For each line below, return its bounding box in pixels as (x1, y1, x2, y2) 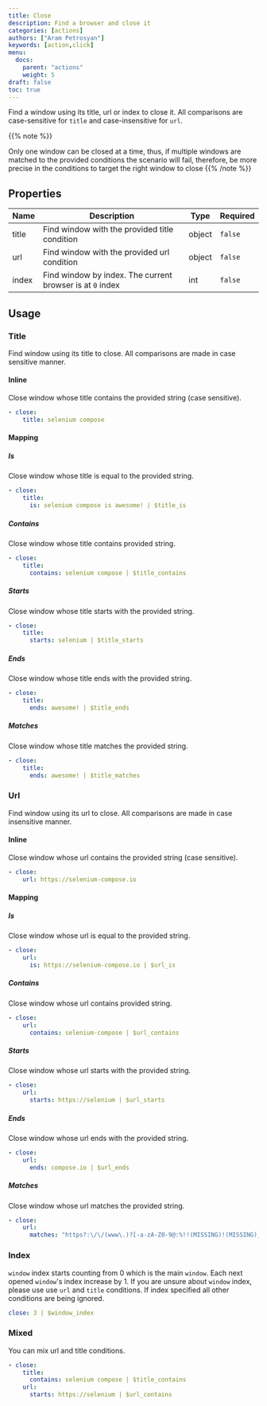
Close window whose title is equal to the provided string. (8, 471, 194, 481)
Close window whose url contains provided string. (8, 998, 172, 1008)
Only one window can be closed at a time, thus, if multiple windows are (8, 146, 242, 156)
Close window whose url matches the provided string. (8, 1201, 185, 1210)
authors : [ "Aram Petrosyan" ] (8, 33, 105, 42)
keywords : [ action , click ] (8, 41, 94, 49)
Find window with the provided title (42, 224, 174, 235)
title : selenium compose (22, 416, 105, 424)
